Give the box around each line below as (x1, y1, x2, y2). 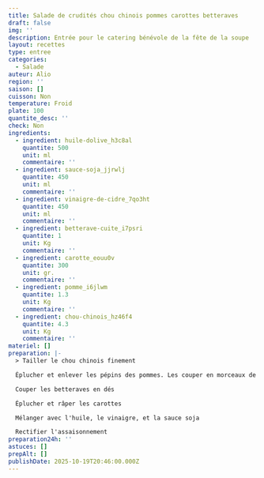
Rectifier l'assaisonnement (15, 428, 108, 436)
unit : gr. (22, 269, 55, 277)
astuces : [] (8, 443, 47, 451)
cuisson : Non (8, 92, 51, 100)
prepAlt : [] (8, 450, 47, 458)
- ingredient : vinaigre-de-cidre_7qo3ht (15, 195, 150, 203)
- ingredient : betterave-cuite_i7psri (15, 224, 144, 233)
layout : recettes (8, 41, 66, 49)
